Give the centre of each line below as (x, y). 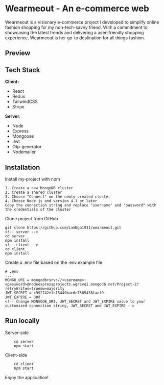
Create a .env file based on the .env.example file (54, 262)
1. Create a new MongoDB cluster (39, 188)
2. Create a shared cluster (34, 192)
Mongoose (23, 136)
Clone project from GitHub (32, 218)
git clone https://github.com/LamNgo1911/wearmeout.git (63, 228)
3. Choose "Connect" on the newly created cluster (58, 197)
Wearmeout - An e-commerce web (77, 9)
